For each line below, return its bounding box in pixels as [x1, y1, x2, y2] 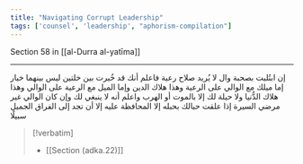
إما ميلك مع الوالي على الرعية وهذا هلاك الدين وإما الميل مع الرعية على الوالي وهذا [10, 82, 284, 92]
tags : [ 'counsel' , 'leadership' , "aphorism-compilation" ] [10, 22, 232, 30]
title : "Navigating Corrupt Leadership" [10, 13, 165, 22]
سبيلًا [10, 109, 27, 121]
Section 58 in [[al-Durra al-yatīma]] [10, 46, 141, 56]
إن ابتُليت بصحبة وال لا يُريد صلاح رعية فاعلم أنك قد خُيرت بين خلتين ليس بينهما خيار [10, 72, 286, 82]
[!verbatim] [31, 127, 75, 138]
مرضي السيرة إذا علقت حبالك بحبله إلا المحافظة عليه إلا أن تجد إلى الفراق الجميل [10, 100, 281, 111]
